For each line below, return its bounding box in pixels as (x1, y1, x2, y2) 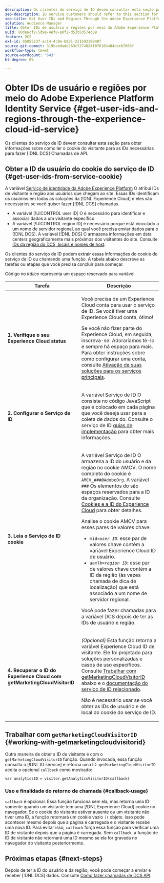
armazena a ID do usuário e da (81, 458, 151, 465)
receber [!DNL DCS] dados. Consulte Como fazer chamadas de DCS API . (5, 872, 152, 878)
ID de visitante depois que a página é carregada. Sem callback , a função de (5, 830, 158, 836)
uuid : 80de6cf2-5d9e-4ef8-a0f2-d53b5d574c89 (5, 30, 97, 35)
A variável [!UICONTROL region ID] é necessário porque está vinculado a (12, 221, 159, 226)
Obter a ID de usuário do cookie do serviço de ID (5, 165, 155, 173)
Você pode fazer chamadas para (81, 607, 156, 614)
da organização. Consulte (81, 495, 140, 501)
